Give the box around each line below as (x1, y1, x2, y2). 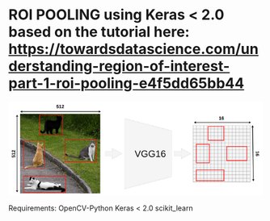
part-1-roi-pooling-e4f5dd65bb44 (8, 74, 245, 93)
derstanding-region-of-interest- (8, 57, 230, 76)
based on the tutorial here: (8, 23, 190, 41)
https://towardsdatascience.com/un (8, 40, 259, 58)
